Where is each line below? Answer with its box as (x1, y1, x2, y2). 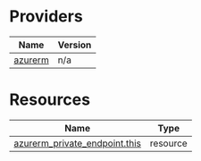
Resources (9, 89, 91, 110)
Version (57, 38, 92, 51)
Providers (9, 6, 83, 27)
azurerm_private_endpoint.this (13, 137, 141, 149)
